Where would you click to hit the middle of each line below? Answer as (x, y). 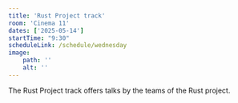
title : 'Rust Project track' (57, 16)
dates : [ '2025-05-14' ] (46, 30)
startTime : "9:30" (39, 38)
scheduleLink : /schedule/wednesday (68, 46)
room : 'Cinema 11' (39, 23)
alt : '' (35, 68)
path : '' (37, 61)
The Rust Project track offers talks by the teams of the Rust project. (119, 90)
